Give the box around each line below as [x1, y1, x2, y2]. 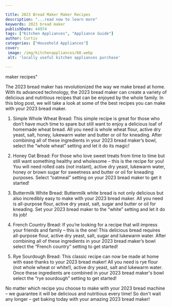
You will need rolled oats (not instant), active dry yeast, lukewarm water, [12, 163, 165, 169]
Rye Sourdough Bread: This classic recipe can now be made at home [12, 253, 159, 259]
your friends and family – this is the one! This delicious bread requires [12, 227, 161, 233]
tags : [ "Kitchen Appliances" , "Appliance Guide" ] [5, 31, 114, 36]
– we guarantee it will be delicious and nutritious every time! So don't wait [5, 291, 161, 297]
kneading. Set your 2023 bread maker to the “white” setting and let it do [12, 206, 165, 212]
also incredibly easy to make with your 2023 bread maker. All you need [12, 195, 163, 201]
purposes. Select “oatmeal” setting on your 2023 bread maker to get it [12, 174, 162, 180]
